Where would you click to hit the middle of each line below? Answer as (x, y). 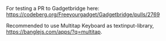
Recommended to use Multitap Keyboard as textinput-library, (80, 26)
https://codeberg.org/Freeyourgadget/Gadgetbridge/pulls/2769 (83, 14)
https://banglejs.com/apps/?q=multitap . (54, 32)
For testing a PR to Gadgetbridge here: (53, 8)
